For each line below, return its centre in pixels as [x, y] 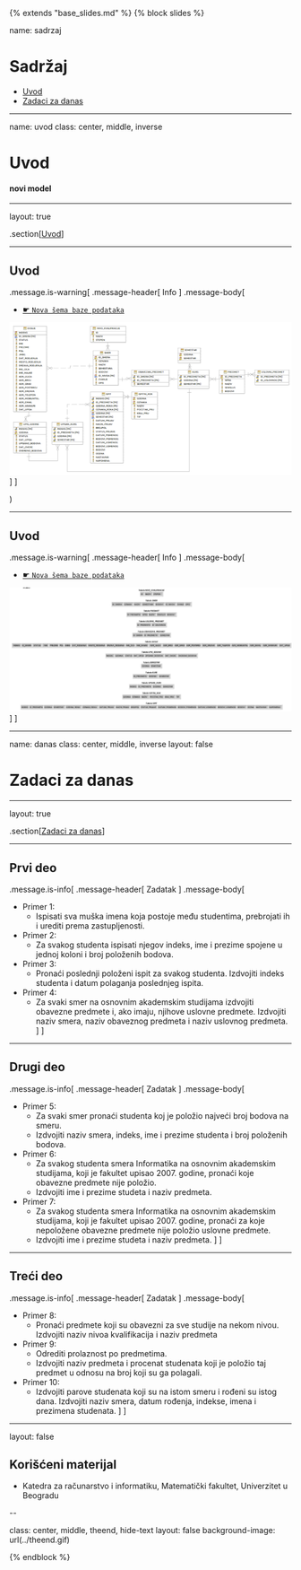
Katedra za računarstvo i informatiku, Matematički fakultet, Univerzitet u [155, 1486]
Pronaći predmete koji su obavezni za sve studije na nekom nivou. [157, 1325]
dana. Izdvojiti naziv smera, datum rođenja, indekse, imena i [146, 1401]
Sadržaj [39, 67]
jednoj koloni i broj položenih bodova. [104, 954]
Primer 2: [39, 935]
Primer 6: [39, 1154]
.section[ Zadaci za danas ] [57, 831]
